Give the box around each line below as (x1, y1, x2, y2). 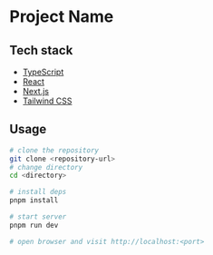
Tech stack (9, 43, 73, 58)
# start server (9, 212, 67, 221)
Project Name (9, 6, 114, 27)
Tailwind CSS (22, 95, 73, 106)
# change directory (9, 162, 83, 172)
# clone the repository (9, 145, 100, 155)
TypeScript (22, 66, 64, 77)
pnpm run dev (9, 221, 59, 230)
